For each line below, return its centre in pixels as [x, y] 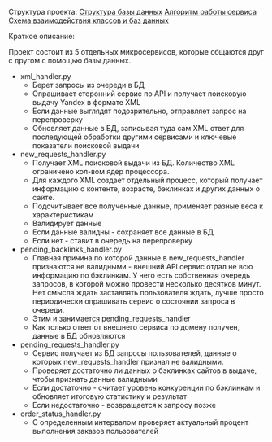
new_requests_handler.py [63, 154]
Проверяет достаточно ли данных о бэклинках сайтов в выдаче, [145, 370]
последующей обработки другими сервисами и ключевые [134, 137]
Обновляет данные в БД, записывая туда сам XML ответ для [138, 128]
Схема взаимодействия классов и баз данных [89, 20]
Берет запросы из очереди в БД [88, 85]
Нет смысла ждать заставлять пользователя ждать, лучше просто [148, 293]
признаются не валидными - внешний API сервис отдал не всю [142, 267]
